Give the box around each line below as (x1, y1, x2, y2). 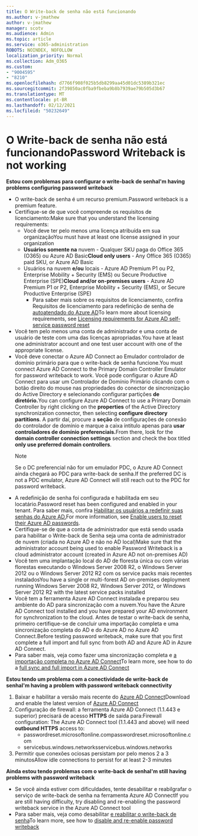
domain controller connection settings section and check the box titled (14, 435, 190, 442)
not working (6, 158, 67, 172)
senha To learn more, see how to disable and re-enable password (14, 817, 173, 824)
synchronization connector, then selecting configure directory (14, 410, 168, 417)
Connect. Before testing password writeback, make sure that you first (14, 633, 183, 640)
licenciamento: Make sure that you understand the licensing (14, 214, 160, 222)
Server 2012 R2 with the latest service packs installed (14, 589, 145, 596)
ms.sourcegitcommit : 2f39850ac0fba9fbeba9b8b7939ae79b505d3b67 (6, 86, 165, 92)
